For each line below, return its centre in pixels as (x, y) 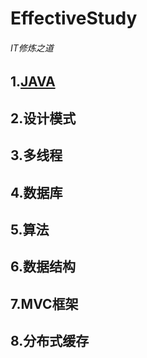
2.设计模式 (43, 118)
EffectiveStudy (74, 18)
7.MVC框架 (44, 303)
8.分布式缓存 (50, 341)
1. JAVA (33, 82)
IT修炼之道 (32, 48)
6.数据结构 (43, 267)
